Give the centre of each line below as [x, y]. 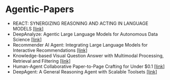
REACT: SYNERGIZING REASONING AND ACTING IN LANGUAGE [80, 23]
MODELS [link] [28, 28]
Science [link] [27, 39]
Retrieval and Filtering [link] [42, 61]
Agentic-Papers [40, 9]
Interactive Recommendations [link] [50, 50]
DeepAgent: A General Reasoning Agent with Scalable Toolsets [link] [85, 71]
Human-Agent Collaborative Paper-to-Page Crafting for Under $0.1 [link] [89, 66]
